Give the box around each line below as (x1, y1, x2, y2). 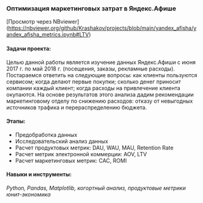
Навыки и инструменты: (6, 171, 72, 178)
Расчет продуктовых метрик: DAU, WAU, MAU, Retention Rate (15, 144, 174, 151)
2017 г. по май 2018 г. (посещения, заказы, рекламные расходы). (6, 65, 175, 72)
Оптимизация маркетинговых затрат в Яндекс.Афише (6, 4, 176, 13)
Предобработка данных (15, 131, 78, 138)
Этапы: (6, 117, 26, 125)
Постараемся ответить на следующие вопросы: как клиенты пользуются (6, 71, 198, 78)
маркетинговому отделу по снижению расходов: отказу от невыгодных (6, 97, 193, 105)
